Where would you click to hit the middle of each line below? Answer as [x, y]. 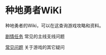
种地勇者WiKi [34, 10]
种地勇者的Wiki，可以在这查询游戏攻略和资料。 [55, 25]
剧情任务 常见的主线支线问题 [35, 36]
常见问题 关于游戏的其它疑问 [35, 47]
